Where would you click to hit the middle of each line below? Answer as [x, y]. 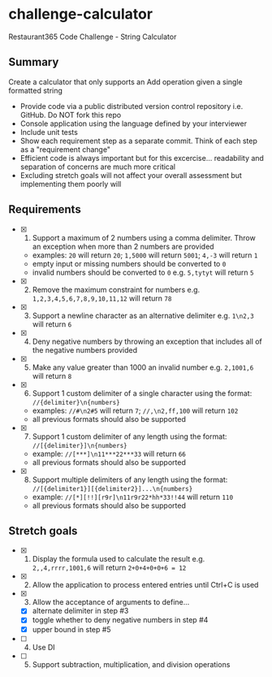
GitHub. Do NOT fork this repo [71, 115]
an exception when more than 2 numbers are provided [123, 246]
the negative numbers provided [85, 349]
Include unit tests [49, 132]
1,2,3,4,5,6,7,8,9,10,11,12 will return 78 [102, 298]
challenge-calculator [80, 14]
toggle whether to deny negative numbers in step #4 [120, 620]
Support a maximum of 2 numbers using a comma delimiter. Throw [144, 237]
